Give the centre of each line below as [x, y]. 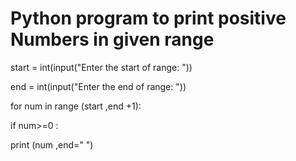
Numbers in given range [112, 39]
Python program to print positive [148, 18]
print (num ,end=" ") [52, 144]
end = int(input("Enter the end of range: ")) [98, 86]
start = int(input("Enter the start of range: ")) [101, 67]
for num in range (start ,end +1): [76, 106]
